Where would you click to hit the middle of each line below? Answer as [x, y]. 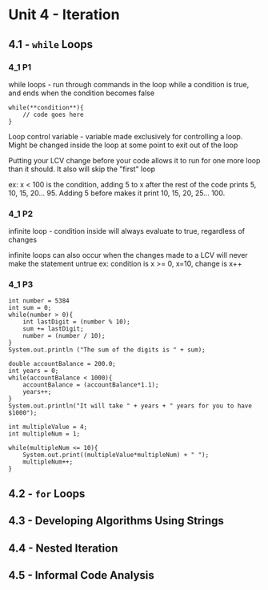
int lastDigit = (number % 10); [76, 322]
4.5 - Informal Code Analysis [81, 575]
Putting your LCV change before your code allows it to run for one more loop [134, 160]
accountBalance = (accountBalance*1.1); [91, 385]
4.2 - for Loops [47, 494]
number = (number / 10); [64, 336]
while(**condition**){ [46, 107]
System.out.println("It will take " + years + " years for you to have [130, 406]
